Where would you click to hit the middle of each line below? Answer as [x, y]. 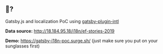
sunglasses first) [22, 46]
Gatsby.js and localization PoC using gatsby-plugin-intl [62, 21]
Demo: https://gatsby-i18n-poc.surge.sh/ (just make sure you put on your [82, 40]
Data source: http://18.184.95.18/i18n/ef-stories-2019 [60, 31]
